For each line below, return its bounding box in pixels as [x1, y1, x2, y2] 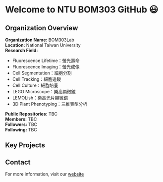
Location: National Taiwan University [5, 42, 81, 48]
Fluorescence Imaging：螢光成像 [12, 64, 80, 69]
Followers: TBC [5, 121, 38, 127]
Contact [5, 158, 31, 166]
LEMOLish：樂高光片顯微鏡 [12, 95, 68, 101]
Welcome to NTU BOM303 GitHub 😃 [5, 4, 159, 15]
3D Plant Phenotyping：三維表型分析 [12, 101, 88, 107]
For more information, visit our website [5, 171, 84, 177]
